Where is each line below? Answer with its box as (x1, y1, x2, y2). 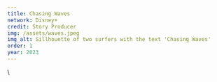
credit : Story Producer (7, 23, 77, 30)
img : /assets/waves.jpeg (7, 29, 80, 37)
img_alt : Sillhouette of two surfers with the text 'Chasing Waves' (7, 36, 211, 43)
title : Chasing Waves (7, 10, 71, 17)
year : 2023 (7, 49, 39, 56)
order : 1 (7, 42, 33, 49)
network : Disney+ (7, 17, 58, 24)
